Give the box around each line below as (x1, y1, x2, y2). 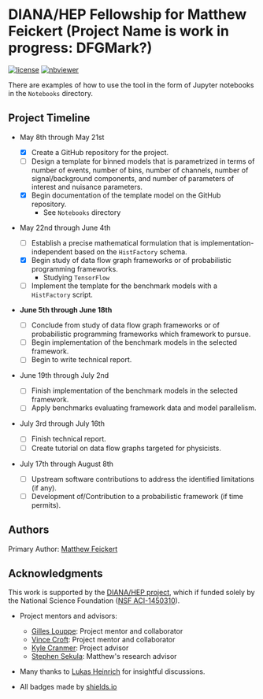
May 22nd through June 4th (19, 223, 111, 232)
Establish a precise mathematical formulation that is (31, 238, 199, 247)
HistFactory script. (31, 290, 93, 300)
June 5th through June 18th (19, 305, 113, 315)
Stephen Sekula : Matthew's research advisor (31, 652, 177, 661)
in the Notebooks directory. (8, 88, 93, 98)
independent (31, 247, 73, 257)
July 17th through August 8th (19, 459, 114, 468)
